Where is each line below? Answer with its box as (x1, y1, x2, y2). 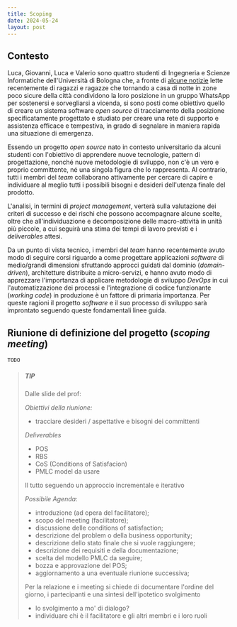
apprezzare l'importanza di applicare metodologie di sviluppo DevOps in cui (7, 276, 229, 285)
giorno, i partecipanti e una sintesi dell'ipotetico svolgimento (24, 590, 201, 599)
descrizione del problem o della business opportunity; (35, 530, 193, 540)
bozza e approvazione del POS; (35, 561, 127, 569)
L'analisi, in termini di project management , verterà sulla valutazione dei (7, 202, 216, 210)
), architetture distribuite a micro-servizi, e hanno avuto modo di (25, 268, 212, 277)
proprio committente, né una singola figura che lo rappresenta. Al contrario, (7, 165, 228, 174)
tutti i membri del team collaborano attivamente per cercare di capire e (7, 173, 214, 182)
